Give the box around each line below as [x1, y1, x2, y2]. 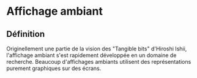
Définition [6, 29, 45, 39]
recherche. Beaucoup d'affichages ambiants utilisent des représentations [6, 58, 191, 65]
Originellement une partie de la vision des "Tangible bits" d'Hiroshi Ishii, [6, 45, 187, 52]
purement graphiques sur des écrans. [6, 64, 102, 72]
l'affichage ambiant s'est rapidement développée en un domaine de [6, 52, 177, 59]
